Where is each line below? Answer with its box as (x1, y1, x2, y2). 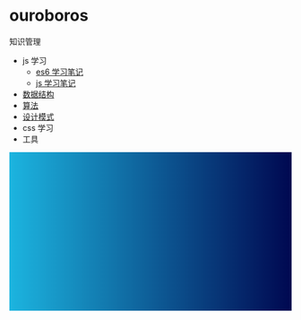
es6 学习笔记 (35, 66, 83, 77)
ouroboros (9, 5, 89, 26)
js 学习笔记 (35, 77, 76, 88)
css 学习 (21, 122, 54, 133)
